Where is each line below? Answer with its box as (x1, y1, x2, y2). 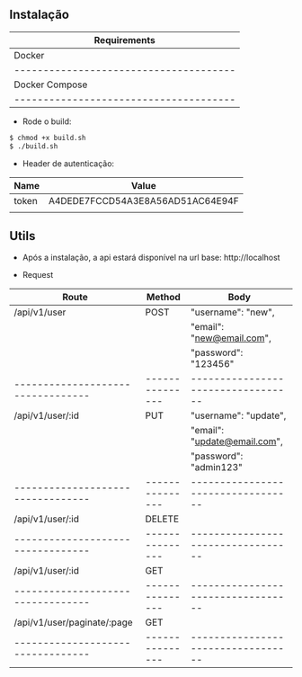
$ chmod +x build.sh (9, 133, 87, 142)
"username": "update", (190, 409, 287, 422)
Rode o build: (22, 116, 72, 127)
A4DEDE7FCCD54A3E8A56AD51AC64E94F (48, 194, 240, 207)
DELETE (145, 512, 180, 525)
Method (147, 291, 182, 304)
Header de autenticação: (22, 157, 115, 169)
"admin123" (190, 461, 243, 474)
